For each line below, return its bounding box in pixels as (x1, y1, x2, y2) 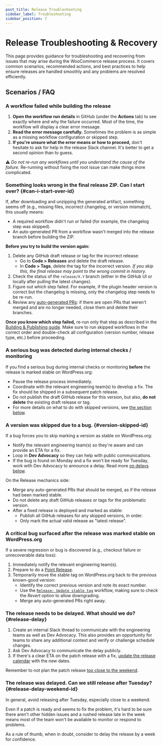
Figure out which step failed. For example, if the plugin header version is (12, 284, 157, 290)
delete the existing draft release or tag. (12, 399, 91, 405)
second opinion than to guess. (12, 150, 73, 156)
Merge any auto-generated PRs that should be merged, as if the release (12, 487, 157, 493)
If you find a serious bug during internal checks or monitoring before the (5, 364, 151, 370)
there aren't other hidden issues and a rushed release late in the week (5, 711, 146, 717)
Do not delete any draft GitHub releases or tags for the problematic (12, 497, 147, 503)
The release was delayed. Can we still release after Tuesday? (5, 679, 152, 686)
